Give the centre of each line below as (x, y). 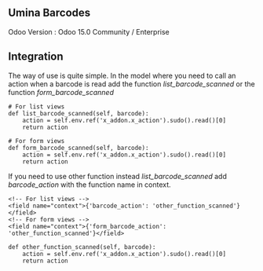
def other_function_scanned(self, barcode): (82, 247)
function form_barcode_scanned (61, 92)
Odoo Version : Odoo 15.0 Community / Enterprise (89, 31)
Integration (36, 57)
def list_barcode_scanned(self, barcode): (79, 113)
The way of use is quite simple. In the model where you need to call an (122, 75)
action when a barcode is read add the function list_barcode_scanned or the (131, 84)
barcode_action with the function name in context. (89, 185)
